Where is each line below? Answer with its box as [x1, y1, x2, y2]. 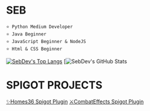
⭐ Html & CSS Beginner [6, 45, 63, 52]
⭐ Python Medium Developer [6, 24, 73, 30]
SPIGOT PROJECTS [6, 79, 103, 92]
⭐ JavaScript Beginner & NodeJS [6, 38, 86, 44]
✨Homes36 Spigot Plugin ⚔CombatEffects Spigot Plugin [6, 98, 144, 105]
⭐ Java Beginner [6, 31, 47, 37]
